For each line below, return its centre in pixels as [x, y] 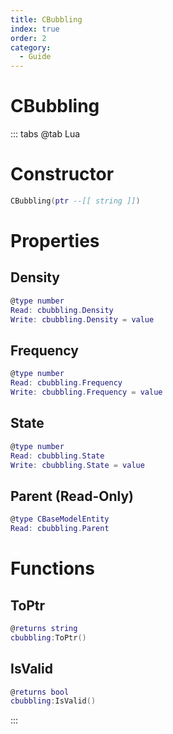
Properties [55, 241]
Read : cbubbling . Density [62, 310]
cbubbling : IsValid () [53, 701]
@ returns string [44, 628]
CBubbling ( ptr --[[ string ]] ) [75, 201]
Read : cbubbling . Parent [60, 529]
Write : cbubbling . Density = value [82, 319]
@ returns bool [40, 692]
